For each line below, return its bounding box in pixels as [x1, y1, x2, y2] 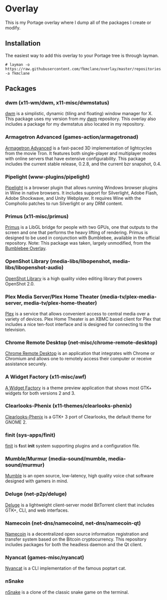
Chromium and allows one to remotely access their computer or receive [5, 356, 152, 362]
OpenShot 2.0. [5, 281, 35, 287]
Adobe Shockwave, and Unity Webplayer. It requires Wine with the [5, 195, 142, 201]
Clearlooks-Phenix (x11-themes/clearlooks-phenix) [5, 402, 132, 409]
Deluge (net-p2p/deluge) [5, 490, 67, 497]
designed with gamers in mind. [5, 478, 69, 484]
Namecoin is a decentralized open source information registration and [5, 531, 149, 537]
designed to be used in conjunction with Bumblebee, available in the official [5, 235, 160, 241]
